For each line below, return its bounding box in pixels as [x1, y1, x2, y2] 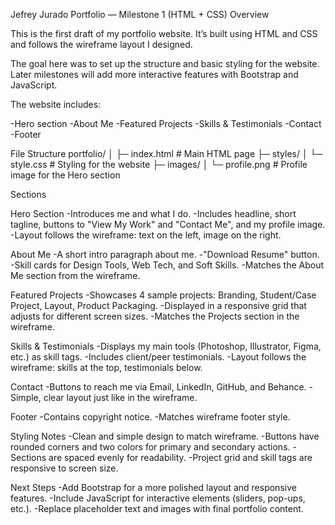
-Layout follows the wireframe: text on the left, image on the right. [10, 229, 282, 241]
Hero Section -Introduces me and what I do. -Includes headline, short [10, 208, 297, 219]
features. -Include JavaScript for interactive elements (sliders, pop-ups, [10, 492, 306, 504]
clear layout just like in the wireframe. [43, 392, 198, 403]
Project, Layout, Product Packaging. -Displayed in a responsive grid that [10, 300, 307, 311]
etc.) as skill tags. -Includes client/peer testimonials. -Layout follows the [10, 351, 307, 363]
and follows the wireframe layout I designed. [10, 39, 193, 50]
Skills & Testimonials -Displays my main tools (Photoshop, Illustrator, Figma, [10, 340, 322, 352]
